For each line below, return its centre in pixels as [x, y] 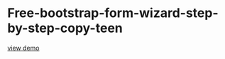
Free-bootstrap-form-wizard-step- [113, 13]
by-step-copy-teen [65, 28]
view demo [23, 48]
